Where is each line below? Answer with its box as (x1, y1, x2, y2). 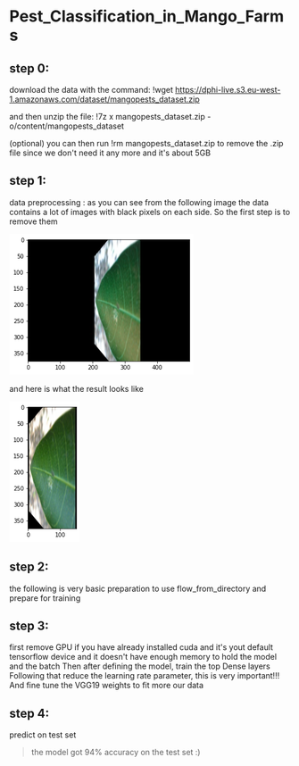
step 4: (9, 705, 50, 720)
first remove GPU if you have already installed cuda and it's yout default (9, 642, 274, 653)
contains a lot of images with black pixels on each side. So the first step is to (9, 206, 291, 217)
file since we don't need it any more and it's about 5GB (9, 147, 212, 158)
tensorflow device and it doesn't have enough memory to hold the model (9, 652, 278, 662)
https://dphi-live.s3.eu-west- (175, 85, 281, 95)
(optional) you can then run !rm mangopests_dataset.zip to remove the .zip (9, 138, 284, 148)
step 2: (9, 560, 49, 575)
